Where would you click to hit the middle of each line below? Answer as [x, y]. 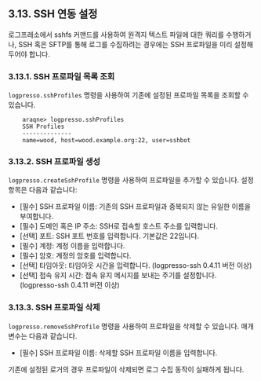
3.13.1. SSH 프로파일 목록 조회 [62, 76]
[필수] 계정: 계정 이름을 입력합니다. [72, 246]
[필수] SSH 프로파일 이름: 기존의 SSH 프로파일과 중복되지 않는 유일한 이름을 [135, 207]
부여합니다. [36, 216]
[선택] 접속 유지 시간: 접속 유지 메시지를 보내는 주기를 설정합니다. [118, 275]
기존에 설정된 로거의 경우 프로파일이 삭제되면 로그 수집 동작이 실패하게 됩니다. [126, 369]
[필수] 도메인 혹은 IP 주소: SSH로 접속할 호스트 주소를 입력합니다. [118, 226]
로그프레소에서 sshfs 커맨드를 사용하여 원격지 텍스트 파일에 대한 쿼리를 [116, 35]
